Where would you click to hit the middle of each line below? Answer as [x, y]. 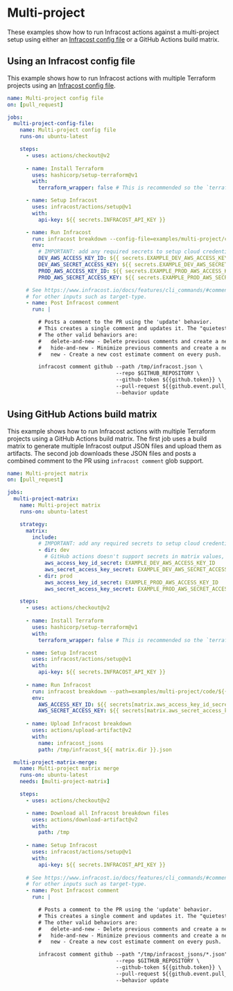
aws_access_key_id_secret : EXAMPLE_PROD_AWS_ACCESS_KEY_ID [131, 582]
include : [45, 537]
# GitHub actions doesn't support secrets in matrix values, [135, 557]
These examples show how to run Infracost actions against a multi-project [113, 32]
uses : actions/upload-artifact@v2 [82, 730]
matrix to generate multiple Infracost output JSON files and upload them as [114, 445]
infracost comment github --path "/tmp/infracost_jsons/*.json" [133, 955]
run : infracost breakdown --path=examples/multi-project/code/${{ [130, 691]
